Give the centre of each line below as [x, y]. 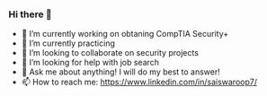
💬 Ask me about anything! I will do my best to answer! [121, 72]
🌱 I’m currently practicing [68, 43]
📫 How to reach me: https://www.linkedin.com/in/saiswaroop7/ [139, 82]
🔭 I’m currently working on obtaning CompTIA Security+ [125, 34]
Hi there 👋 [31, 14]
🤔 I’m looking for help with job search [90, 63]
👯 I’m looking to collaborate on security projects [110, 53]
